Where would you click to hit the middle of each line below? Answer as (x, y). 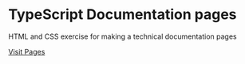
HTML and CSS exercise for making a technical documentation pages (122, 36)
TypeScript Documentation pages (122, 15)
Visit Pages (27, 51)
